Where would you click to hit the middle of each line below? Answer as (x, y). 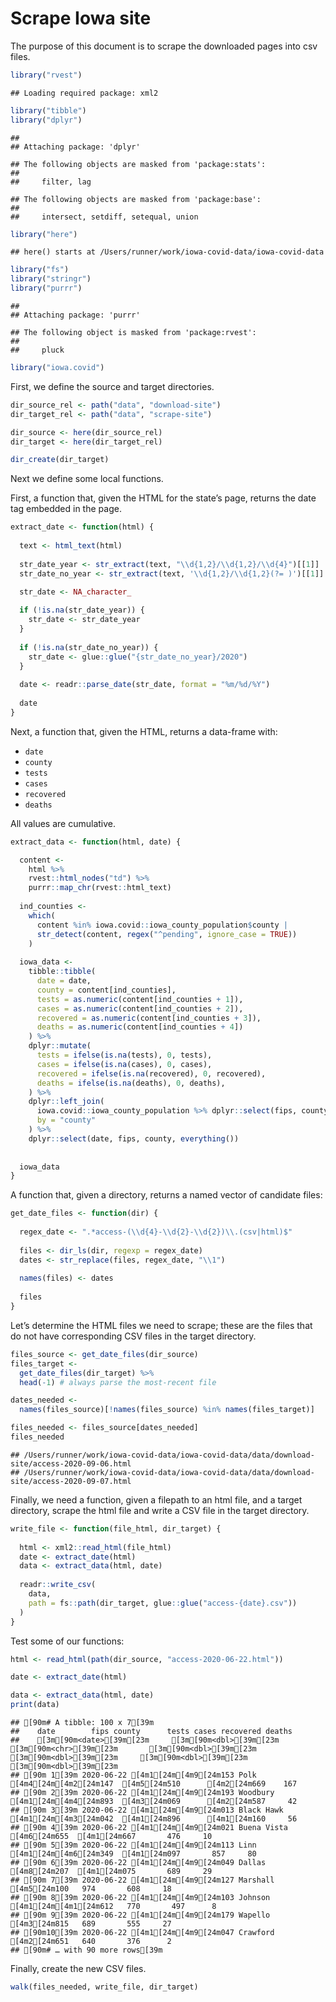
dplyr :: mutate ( (60, 1046)
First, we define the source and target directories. (112, 386)
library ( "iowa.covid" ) (57, 368)
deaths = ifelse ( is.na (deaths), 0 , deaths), (131, 1083)
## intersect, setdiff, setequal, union (104, 217)
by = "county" (66, 1120)
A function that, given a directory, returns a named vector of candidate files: (166, 1195)
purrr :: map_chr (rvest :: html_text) (100, 888)
